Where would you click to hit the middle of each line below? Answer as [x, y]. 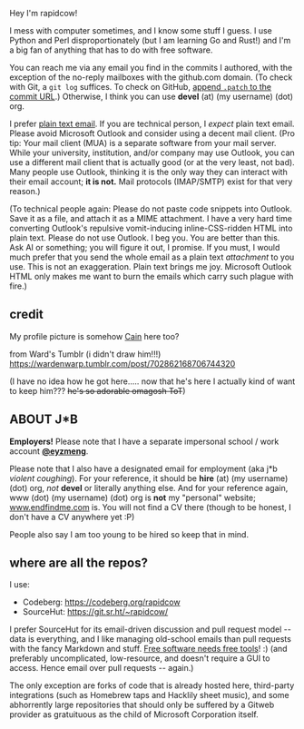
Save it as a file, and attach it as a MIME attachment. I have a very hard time [151, 218]
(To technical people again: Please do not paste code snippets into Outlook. [151, 209]
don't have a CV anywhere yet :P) [72, 517]
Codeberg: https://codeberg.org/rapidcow [101, 602]
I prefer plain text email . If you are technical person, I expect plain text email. [152, 123]
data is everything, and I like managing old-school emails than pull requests [151, 639]
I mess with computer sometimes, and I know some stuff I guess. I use [141, 30]
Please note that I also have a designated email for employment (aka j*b [144, 468]
